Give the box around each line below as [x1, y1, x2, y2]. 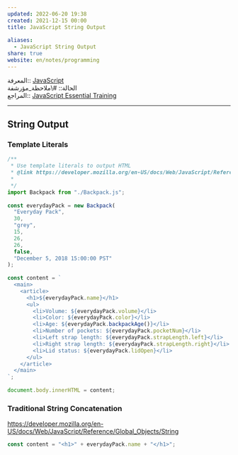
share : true [7, 50, 42, 57]
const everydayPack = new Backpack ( [7, 202, 115, 209]
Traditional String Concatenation [7, 403, 123, 413]
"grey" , [13, 221, 37, 229]
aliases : [7, 37, 33, 44]
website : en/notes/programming [7, 57, 100, 64]
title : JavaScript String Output [7, 23, 106, 31]
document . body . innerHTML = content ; [7, 387, 115, 394]
